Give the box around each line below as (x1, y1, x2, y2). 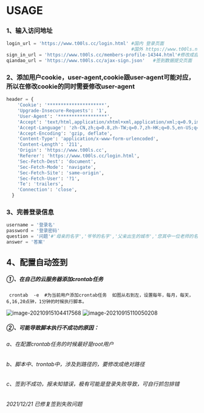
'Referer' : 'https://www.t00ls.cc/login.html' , (17, 153, 140, 159)
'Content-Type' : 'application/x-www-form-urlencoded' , (17, 136, 159, 142)
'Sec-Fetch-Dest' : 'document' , (17, 159, 97, 165)
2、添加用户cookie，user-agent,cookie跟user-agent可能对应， (6, 73, 195, 81)
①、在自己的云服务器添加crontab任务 (6, 275, 104, 282)
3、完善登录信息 (6, 208, 55, 216)
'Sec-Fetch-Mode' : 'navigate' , (17, 164, 97, 170)
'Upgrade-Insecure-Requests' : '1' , (17, 108, 107, 114)
